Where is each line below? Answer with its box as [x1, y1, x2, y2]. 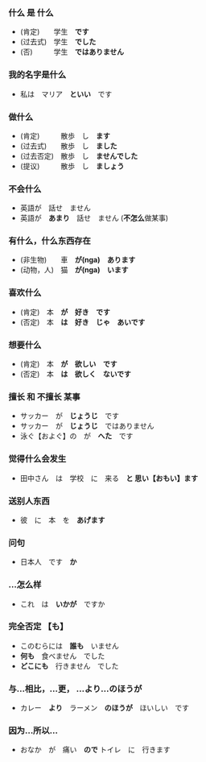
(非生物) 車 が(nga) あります [19, 255, 136, 265]
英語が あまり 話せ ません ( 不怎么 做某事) [19, 213, 169, 223]
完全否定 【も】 [8, 621, 68, 632]
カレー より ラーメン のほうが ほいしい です [19, 703, 189, 713]
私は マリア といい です [19, 89, 113, 98]
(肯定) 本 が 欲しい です [19, 359, 118, 369]
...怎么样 [8, 579, 42, 590]
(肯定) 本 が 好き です [19, 307, 111, 317]
